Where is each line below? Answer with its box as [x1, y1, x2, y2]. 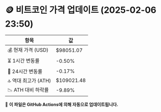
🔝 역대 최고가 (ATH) [7, 77, 51, 84]
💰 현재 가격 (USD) [7, 46, 49, 53]
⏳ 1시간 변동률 [7, 57, 40, 64]
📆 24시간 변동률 [7, 68, 43, 75]
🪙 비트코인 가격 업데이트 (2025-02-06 [5, 4, 157, 16]
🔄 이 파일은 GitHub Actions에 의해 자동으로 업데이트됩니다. [5, 101, 118, 107]
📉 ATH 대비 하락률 [7, 86, 49, 93]
